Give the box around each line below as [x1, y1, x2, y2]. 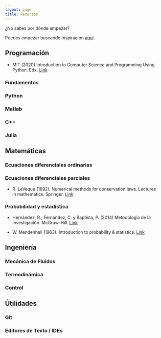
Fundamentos [5, 79, 39, 86]
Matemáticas [5, 147, 46, 155]
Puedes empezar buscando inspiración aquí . [5, 35, 95, 41]
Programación [5, 48, 49, 57]
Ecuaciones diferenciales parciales [5, 175, 91, 182]
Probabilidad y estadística [5, 203, 69, 210]
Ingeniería [5, 243, 37, 252]
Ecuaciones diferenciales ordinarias [5, 162, 92, 169]
